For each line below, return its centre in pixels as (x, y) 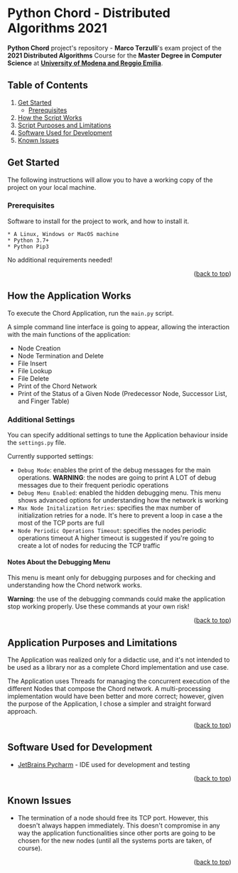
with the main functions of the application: (69, 334)
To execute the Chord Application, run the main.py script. (91, 313)
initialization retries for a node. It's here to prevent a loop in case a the (120, 515)
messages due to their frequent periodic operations (93, 485)
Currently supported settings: (50, 456)
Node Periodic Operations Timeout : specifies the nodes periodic (112, 530)
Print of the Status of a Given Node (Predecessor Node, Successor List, (122, 393)
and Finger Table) (43, 401)
